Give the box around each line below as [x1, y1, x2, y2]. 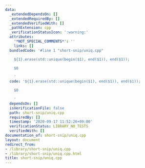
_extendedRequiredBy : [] [9, 16, 60, 21]
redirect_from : [5, 142, 36, 147]
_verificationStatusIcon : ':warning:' [9, 30, 89, 35]
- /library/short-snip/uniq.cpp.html [5, 151, 82, 156]
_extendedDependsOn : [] [9, 12, 58, 17]
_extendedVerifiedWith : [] [9, 21, 64, 26]
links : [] [14, 43, 34, 48]
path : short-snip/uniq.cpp [9, 110, 64, 115]
